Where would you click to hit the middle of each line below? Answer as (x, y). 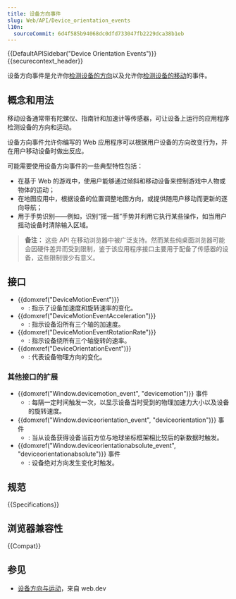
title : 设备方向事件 (34, 14)
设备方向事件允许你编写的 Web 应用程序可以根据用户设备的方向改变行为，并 (117, 143)
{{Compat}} (24, 546)
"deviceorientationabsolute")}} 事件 (69, 454)
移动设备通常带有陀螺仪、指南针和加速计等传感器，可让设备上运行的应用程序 (118, 119)
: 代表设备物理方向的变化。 (67, 356)
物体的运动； (36, 190)
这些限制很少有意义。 (68, 258)
